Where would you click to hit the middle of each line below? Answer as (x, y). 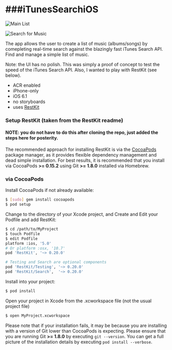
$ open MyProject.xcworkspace (38, 316)
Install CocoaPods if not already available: (50, 190)
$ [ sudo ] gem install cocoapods (40, 200)
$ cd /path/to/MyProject (32, 229)
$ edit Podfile (22, 239)
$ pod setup (18, 205)
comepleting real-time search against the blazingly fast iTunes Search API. (84, 49)
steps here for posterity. (32, 138)
